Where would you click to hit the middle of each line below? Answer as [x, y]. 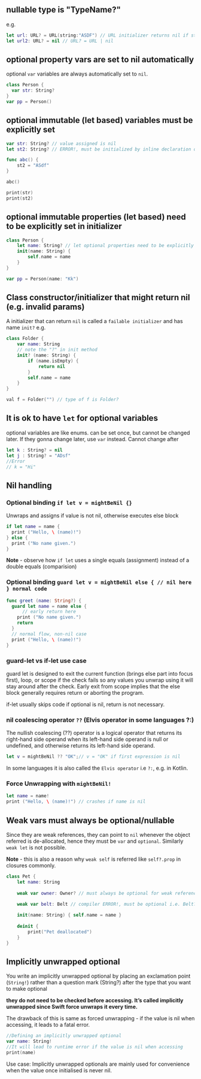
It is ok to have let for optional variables [82, 418]
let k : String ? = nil [34, 450]
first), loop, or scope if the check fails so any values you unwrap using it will [100, 680]
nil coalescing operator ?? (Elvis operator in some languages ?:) [100, 720]
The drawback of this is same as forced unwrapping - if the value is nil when [100, 1018]
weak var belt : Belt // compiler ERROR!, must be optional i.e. [99, 905]
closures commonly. [31, 865]
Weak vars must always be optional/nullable [90, 820]
